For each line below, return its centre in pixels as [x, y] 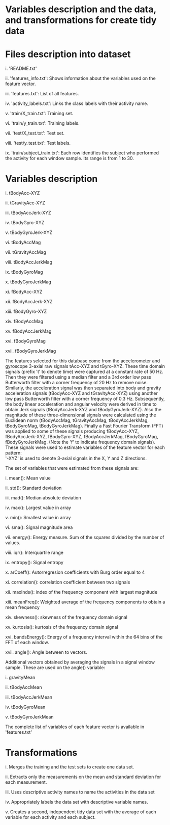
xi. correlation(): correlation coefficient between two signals [68, 582]
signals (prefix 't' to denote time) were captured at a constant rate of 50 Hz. [84, 372]
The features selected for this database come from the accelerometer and [83, 361]
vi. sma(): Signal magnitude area [39, 527]
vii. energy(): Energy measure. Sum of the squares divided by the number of [85, 537]
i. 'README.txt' [21, 69]
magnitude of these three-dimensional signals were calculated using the [81, 415]
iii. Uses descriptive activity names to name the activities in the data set [80, 792]
